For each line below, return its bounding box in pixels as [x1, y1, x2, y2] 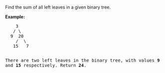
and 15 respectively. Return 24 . [5, 63, 87, 68]
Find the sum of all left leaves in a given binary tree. [5, 4, 111, 10]
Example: [5, 14, 25, 19]
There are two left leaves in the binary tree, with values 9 [5, 58, 160, 63]
